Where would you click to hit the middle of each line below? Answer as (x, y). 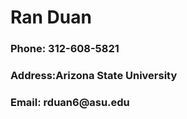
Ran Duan (51, 17)
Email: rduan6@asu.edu (70, 102)
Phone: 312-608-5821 (65, 49)
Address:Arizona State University (94, 76)
